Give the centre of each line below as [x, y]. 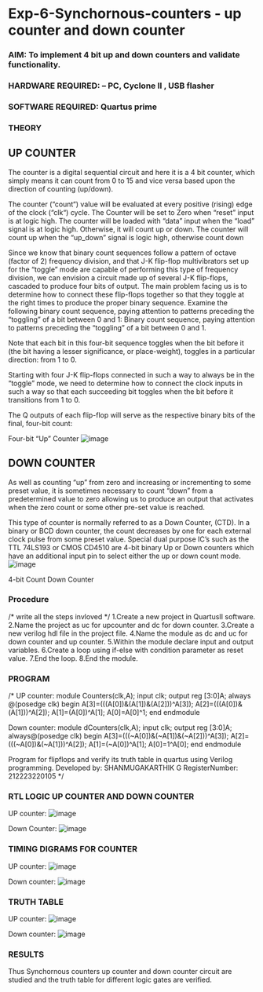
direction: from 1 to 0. [42, 359]
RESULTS [26, 954]
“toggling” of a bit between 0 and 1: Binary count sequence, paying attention [131, 319]
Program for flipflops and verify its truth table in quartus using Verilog [121, 760]
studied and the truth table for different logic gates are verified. [110, 980]
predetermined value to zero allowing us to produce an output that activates [131, 498]
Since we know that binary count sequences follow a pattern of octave [122, 253]
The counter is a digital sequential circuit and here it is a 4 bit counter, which [131, 172]
